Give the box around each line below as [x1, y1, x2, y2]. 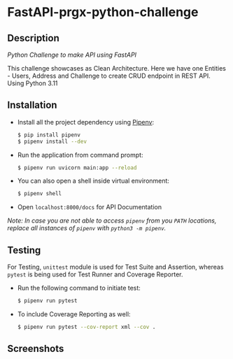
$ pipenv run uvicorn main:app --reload [17, 164, 137, 171]
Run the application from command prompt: [17, 150, 143, 159]
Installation [7, 99, 57, 111]
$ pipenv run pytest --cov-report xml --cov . [17, 323, 156, 330]
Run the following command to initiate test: [17, 284, 141, 293]
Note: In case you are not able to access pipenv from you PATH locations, [7, 216, 217, 225]
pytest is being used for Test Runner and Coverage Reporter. [7, 270, 183, 279]
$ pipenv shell [17, 190, 62, 197]
